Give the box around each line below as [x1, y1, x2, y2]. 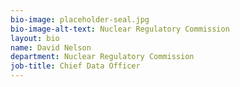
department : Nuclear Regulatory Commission [10, 52, 195, 62]
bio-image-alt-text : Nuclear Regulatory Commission [10, 24, 230, 34]
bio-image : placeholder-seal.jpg [10, 14, 150, 25]
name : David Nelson [10, 42, 92, 53]
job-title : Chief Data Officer [10, 61, 141, 71]
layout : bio [10, 33, 60, 43]
